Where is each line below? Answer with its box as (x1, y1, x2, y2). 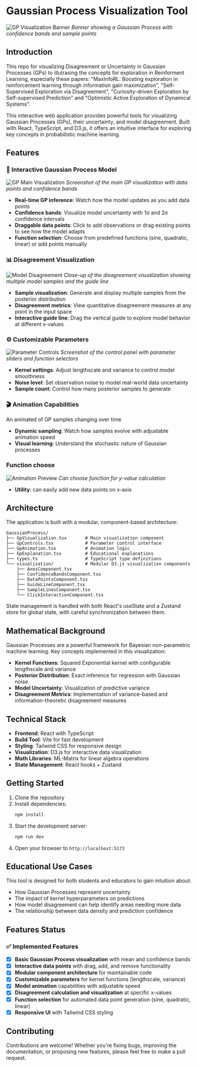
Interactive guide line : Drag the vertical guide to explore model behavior (14, 314, 191, 321)
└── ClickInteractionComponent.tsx (16, 592, 104, 598)
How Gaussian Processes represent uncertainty (14, 889, 131, 896)
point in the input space (14, 308, 72, 315)
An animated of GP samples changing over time (6, 416, 122, 423)
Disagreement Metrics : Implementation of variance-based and (14, 691, 168, 698)
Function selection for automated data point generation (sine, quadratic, (14, 996, 191, 1003)
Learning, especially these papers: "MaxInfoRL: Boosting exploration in (6, 75, 178, 82)
